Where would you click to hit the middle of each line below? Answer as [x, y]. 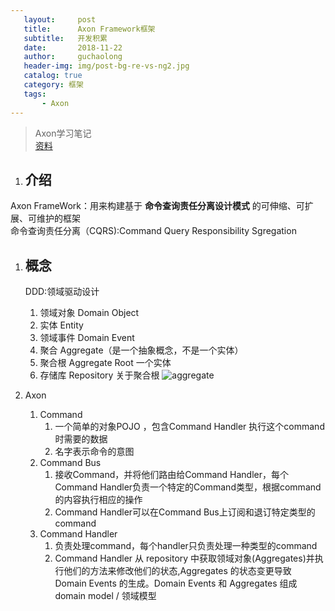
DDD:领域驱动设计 [62, 292]
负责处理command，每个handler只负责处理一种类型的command [186, 546]
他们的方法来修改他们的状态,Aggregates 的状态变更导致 [177, 571]
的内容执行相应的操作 [98, 500]
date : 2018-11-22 [73, 47]
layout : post [60, 19]
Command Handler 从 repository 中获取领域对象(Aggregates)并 [184, 558]
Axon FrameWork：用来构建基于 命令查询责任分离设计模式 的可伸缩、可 [157, 206]
